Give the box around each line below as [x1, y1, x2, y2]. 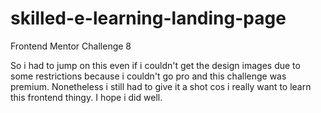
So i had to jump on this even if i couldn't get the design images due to [10, 59, 301, 71]
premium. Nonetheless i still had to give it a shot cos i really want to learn [10, 80, 312, 92]
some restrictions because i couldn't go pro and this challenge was [10, 70, 287, 82]
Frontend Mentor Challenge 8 [10, 40, 132, 52]
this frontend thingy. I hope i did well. [10, 91, 163, 103]
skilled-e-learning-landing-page [10, 7, 287, 30]
